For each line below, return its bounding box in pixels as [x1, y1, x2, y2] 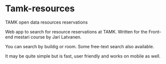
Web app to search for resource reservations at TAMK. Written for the [5, 29, 148, 34]
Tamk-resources [5, 3, 75, 14]
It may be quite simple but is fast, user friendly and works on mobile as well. [5, 53, 161, 59]
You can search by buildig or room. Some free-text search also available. [5, 43, 155, 49]
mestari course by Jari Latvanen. [14, 34, 82, 40]
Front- [148, 29, 162, 34]
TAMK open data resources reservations [5, 19, 88, 25]
